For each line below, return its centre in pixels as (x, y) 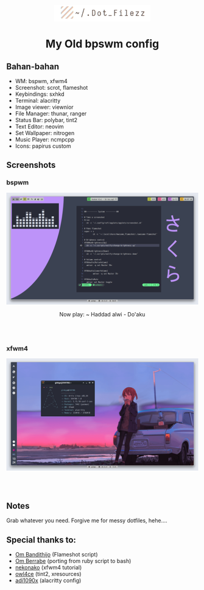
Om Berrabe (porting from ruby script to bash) (73, 561)
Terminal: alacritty (38, 100)
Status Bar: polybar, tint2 (46, 120)
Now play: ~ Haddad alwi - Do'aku (102, 314)
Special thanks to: (41, 540)
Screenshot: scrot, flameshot (51, 87)
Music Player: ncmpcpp (45, 139)
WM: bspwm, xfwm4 (41, 81)
